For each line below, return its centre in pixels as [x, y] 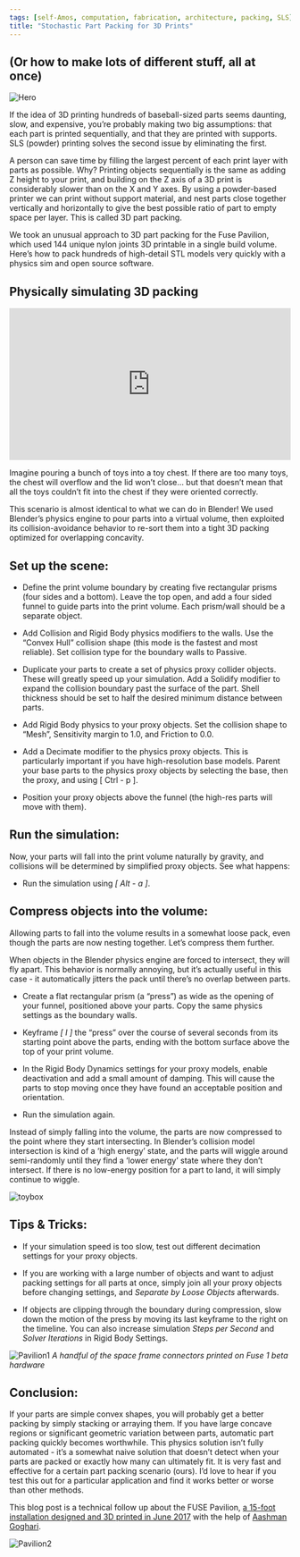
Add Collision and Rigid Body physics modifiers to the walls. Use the [148, 633]
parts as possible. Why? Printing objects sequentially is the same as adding [148, 170]
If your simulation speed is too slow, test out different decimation [141, 1246]
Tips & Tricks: [48, 1225]
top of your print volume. [68, 1051]
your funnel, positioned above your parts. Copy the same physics [142, 1006]
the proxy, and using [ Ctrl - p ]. [80, 780]
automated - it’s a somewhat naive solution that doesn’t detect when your [144, 1452]
